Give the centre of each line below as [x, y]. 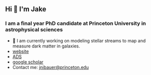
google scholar [28, 62]
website [20, 51]
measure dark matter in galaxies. [46, 46]
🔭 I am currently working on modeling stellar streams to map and [79, 40]
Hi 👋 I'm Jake [26, 9]
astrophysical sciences [34, 29]
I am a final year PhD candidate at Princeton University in [76, 23]
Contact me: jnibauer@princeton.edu [50, 67]
